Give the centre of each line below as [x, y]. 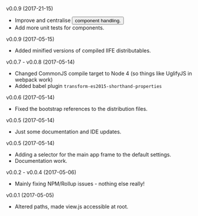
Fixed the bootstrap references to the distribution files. [81, 109]
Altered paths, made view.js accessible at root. [72, 207]
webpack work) [34, 80]
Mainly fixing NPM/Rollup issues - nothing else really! [79, 184]
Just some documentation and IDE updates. [68, 132]
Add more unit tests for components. [59, 28]
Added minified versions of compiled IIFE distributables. [83, 50]
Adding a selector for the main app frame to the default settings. [93, 155]
